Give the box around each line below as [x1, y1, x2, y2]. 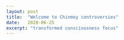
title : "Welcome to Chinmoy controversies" [6, 14, 119, 20]
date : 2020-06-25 [6, 19, 55, 25]
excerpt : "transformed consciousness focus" [6, 25, 119, 31]
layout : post [6, 8, 39, 15]
